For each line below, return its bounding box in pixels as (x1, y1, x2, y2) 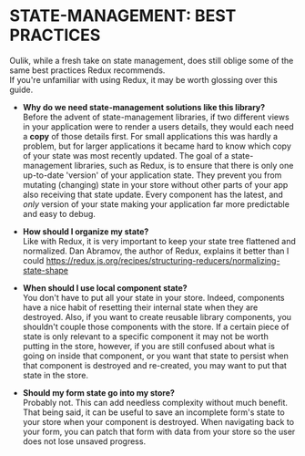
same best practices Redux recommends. (9, 65, 166, 76)
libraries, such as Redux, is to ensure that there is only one (74, 160, 294, 171)
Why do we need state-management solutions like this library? (22, 101, 266, 112)
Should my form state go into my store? (22, 387, 176, 398)
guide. (9, 84, 34, 95)
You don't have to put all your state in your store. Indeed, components (22, 292, 285, 303)
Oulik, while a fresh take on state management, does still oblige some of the (9, 55, 294, 66)
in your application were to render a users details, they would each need (22, 120, 294, 132)
